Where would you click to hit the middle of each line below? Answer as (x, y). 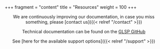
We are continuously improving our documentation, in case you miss (84, 17)
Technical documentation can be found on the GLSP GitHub (84, 31)
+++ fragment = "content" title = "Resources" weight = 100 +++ (71, 7)
